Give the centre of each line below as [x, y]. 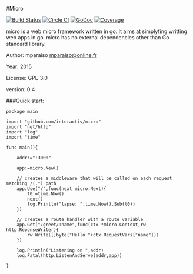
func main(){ [22, 148]
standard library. [26, 44]
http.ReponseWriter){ [33, 230]
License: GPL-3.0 [27, 78]
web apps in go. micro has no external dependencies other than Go [88, 37]
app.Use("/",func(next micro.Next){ [62, 189]
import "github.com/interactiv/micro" [54, 122]
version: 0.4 [21, 89]
